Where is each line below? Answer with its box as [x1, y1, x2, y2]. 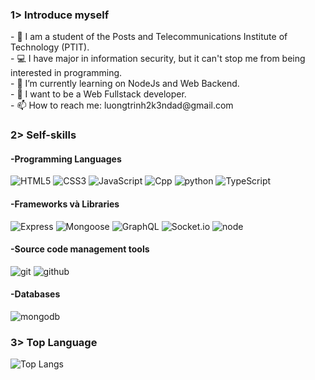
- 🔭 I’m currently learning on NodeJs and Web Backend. [10, 78, 240, 90]
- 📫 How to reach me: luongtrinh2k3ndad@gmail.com [10, 99, 234, 112]
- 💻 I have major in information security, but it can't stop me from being [10, 53, 306, 65]
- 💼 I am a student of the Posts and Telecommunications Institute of [10, 31, 288, 43]
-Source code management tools [10, 243, 150, 255]
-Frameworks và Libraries [10, 198, 120, 210]
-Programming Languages [10, 153, 122, 165]
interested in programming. [10, 67, 123, 79]
